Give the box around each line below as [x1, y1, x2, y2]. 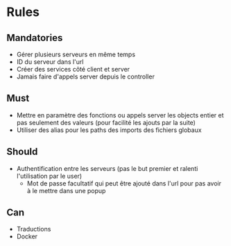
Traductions [16, 225, 51, 233]
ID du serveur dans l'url [16, 58, 84, 66]
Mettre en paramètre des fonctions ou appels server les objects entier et [16, 110, 224, 119]
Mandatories [6, 32, 63, 44]
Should [6, 146, 38, 158]
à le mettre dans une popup [26, 186, 106, 195]
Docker [16, 232, 38, 240]
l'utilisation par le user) [16, 172, 83, 180]
